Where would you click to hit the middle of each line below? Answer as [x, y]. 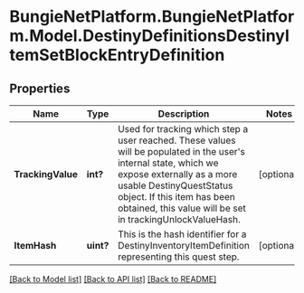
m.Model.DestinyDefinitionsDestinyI [149, 36]
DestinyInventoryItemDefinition [184, 246]
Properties [40, 88]
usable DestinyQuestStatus [175, 185]
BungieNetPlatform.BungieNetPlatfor [152, 17]
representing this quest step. [178, 257]
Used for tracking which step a [183, 129]
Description [184, 113]
